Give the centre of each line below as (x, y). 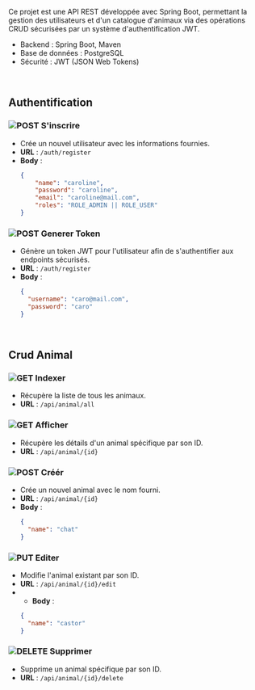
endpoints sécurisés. (55, 260)
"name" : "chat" (53, 529)
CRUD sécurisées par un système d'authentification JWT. (104, 29)
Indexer (50, 378)
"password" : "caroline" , (77, 190)
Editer (47, 557)
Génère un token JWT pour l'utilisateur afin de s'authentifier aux (127, 251)
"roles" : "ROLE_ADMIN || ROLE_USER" (96, 205)
